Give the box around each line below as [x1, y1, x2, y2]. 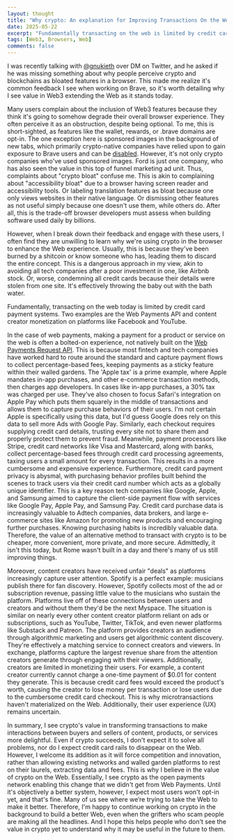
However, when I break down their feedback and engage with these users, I [7, 230, 224, 238]
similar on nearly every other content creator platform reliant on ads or [7, 611, 210, 620]
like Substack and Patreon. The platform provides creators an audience [7, 626, 212, 634]
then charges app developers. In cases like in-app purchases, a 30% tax [7, 383, 215, 391]
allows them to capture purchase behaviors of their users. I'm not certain [7, 405, 217, 413]
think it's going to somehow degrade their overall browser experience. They [7, 112, 225, 121]
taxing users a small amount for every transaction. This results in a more [7, 457, 214, 465]
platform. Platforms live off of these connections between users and [7, 597, 203, 604]
